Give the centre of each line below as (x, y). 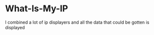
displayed (15, 27)
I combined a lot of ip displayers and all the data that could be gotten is (77, 22)
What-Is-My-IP (37, 9)
